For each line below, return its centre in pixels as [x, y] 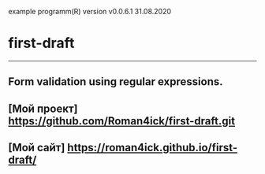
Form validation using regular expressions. [116, 82]
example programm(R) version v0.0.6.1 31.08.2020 [90, 11]
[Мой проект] [43, 108]
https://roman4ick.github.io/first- [152, 148]
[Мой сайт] [37, 148]
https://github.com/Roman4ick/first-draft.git [121, 121]
